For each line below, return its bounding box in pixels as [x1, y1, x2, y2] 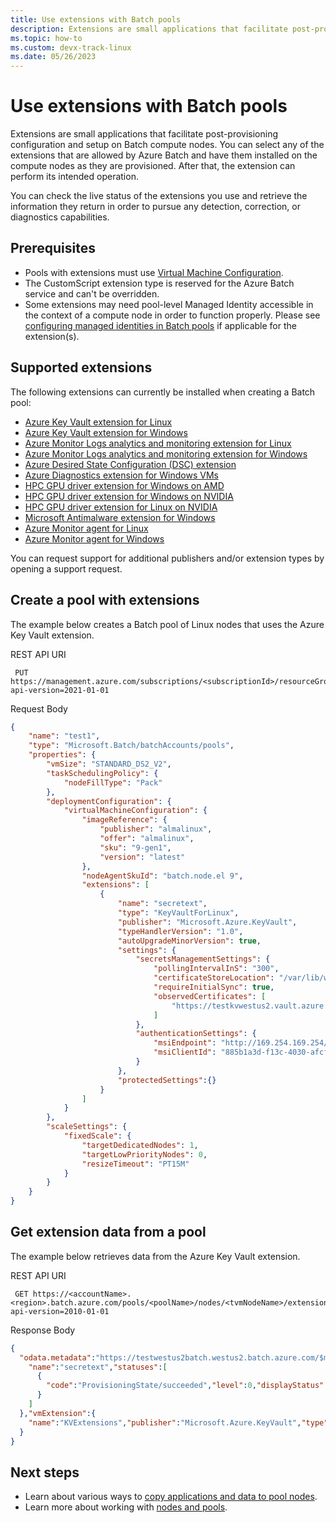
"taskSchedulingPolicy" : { [46, 768, 159, 778]
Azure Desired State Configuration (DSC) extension [24, 458, 237, 470]
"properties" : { [28, 750, 97, 760]
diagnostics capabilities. [10, 211, 110, 223]
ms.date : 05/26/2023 [10, 52, 97, 62]
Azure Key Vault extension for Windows [24, 426, 188, 438]
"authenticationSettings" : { [135, 1029, 257, 1039]
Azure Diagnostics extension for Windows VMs [24, 469, 219, 481]
